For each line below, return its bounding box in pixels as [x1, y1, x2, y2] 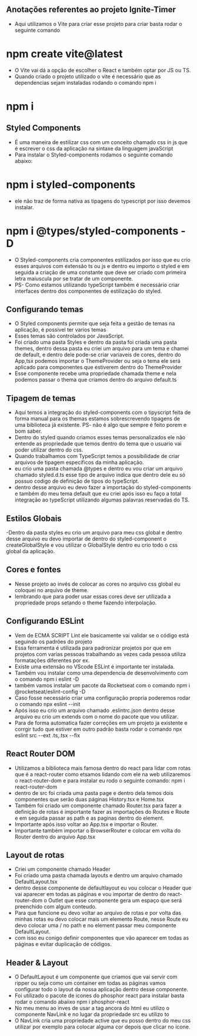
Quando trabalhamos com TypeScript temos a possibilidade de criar [14, 453, 180, 460]
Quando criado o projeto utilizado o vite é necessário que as [14, 73, 161, 80]
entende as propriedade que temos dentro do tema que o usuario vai [14, 440, 182, 447]
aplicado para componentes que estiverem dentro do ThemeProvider [14, 364, 182, 371]
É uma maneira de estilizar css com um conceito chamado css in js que [14, 138, 188, 146]
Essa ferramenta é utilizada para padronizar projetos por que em [14, 644, 172, 651]
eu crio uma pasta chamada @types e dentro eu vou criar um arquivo [14, 465, 183, 472]
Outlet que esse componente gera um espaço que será [48, 897, 182, 904]
